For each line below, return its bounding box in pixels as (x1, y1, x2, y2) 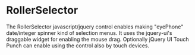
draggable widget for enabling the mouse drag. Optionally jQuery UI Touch (6, 35, 189, 43)
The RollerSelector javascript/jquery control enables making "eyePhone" (6, 23, 184, 30)
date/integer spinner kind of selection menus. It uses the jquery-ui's (6, 29, 172, 36)
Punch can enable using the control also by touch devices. (6, 42, 150, 49)
